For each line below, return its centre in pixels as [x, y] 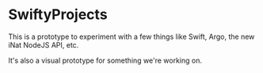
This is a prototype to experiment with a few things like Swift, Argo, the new [131, 36]
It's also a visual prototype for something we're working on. [105, 60]
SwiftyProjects [58, 15]
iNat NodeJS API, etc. [44, 44]
